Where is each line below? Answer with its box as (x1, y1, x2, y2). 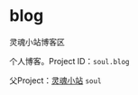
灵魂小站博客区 (9, 36, 65, 47)
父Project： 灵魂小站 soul (9, 74, 102, 86)
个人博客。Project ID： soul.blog (9, 55, 130, 66)
